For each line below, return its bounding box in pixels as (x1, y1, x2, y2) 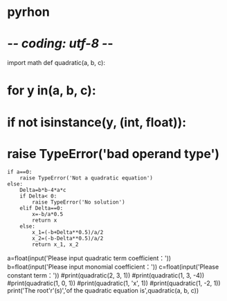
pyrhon (7, 4, 50, 20)
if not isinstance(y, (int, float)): (7, 115, 187, 130)
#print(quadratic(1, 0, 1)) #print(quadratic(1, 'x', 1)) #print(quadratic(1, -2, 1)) (7, 279, 221, 287)
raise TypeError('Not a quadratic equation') (19, 175, 154, 182)
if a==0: (7, 168, 33, 176)
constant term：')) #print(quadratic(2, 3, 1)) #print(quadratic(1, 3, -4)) (7, 271, 205, 280)
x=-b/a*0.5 (32, 211, 64, 218)
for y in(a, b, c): (7, 83, 96, 99)
